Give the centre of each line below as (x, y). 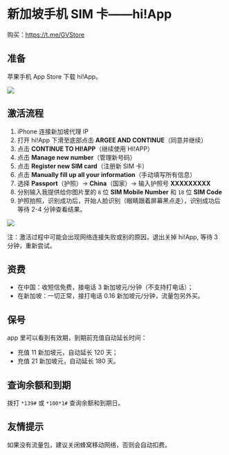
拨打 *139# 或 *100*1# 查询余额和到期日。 (66, 403)
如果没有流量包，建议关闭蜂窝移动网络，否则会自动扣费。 (89, 445)
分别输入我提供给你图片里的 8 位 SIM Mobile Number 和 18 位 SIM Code (120, 192)
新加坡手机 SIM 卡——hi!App (90, 14)
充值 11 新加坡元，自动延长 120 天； (67, 353)
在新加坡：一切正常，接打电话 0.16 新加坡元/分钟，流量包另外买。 (110, 296)
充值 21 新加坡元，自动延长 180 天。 (68, 361)
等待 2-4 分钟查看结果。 (52, 209)
